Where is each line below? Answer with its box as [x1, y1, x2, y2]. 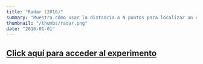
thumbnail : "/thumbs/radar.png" [6, 20, 88, 26]
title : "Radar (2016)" [6, 8, 63, 15]
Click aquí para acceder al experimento [6, 48, 157, 58]
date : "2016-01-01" [6, 25, 56, 32]
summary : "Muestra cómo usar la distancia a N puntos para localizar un [6, 14, 193, 21]
